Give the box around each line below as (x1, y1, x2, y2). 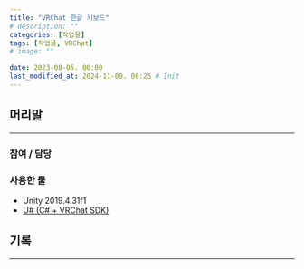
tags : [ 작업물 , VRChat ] (9, 38, 93, 48)
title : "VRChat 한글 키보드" (9, 13, 110, 23)
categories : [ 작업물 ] (9, 30, 86, 39)
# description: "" (9, 22, 79, 31)
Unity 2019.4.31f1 (22, 195, 87, 206)
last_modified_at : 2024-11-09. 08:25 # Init (9, 72, 180, 82)
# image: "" (9, 47, 54, 56)
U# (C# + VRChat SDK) (22, 205, 109, 216)
